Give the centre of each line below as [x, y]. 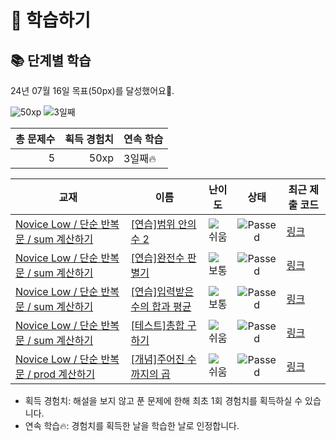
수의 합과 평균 [161, 306]
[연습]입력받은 [162, 291]
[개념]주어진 [157, 359]
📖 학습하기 [51, 20]
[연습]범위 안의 [163, 224]
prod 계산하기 [64, 374]
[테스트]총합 [157, 325]
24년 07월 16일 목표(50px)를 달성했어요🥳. [92, 90]
